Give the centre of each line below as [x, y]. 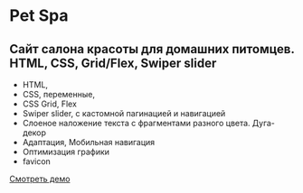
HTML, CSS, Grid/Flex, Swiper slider [113, 63]
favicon [37, 161]
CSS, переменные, [59, 94]
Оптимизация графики [66, 152]
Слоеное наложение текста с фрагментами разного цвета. [136, 123]
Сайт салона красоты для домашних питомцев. [152, 49]
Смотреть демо [40, 179]
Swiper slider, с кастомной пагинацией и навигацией [124, 113]
